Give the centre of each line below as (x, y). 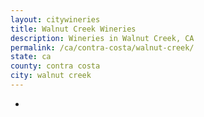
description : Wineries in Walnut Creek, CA (102, 38)
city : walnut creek (51, 76)
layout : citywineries (55, 19)
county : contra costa (55, 66)
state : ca (31, 57)
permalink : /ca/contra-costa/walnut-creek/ (102, 47)
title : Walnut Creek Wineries (73, 29)
